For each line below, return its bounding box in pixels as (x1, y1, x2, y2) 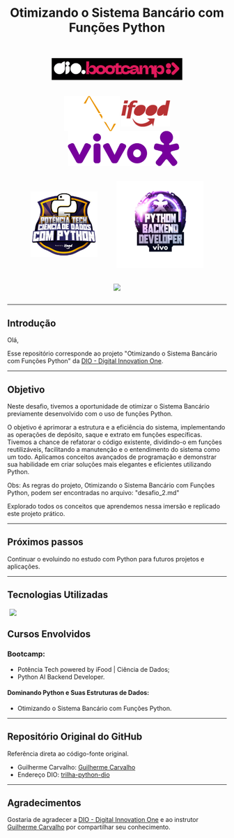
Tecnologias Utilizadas (7, 589, 109, 601)
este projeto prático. (7, 510, 65, 518)
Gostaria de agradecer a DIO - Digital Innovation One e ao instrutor (7, 816, 199, 824)
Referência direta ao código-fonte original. (7, 749, 129, 758)
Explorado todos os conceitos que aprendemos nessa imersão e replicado (7, 502, 221, 510)
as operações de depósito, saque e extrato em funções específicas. (7, 431, 203, 439)
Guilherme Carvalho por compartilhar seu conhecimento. (7, 823, 171, 832)
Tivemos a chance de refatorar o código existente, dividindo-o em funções (7, 438, 222, 446)
